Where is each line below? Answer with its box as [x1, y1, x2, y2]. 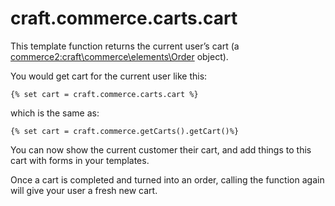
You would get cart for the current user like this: [10, 70, 208, 82]
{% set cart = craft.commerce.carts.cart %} [10, 89, 199, 99]
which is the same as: [10, 107, 100, 119]
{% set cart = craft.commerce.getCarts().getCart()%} [10, 126, 240, 136]
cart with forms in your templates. [10, 154, 150, 166]
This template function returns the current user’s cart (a [10, 40, 240, 52]
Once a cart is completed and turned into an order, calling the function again [10, 173, 325, 186]
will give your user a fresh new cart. [10, 184, 158, 196]
